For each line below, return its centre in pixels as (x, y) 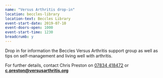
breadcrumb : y (19, 37)
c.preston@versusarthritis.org (37, 70)
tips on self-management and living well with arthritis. (59, 56)
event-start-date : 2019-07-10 (36, 23)
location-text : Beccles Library (38, 19)
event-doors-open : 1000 (29, 28)
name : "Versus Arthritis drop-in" (40, 10)
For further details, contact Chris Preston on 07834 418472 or (67, 65)
